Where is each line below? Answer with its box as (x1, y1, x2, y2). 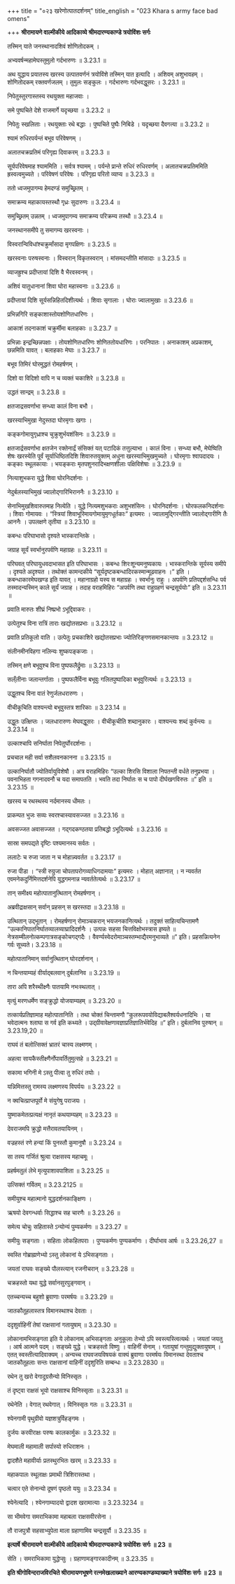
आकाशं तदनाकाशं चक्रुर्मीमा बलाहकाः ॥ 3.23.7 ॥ (7, 324, 117, 332)
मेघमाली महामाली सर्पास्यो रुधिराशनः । (7, 1442, 91, 1450)
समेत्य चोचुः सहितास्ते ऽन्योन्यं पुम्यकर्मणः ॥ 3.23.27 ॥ (7, 1223, 128, 1231)
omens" (7, 15, 30, 22)
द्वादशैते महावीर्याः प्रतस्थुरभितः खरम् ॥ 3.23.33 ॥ (7, 1456, 117, 1464)
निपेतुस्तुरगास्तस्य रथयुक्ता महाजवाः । (7, 92, 90, 100)
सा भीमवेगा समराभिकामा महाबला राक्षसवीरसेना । (7, 1513, 112, 1520)
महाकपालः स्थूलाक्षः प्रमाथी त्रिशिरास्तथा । (7, 1471, 96, 1478)
